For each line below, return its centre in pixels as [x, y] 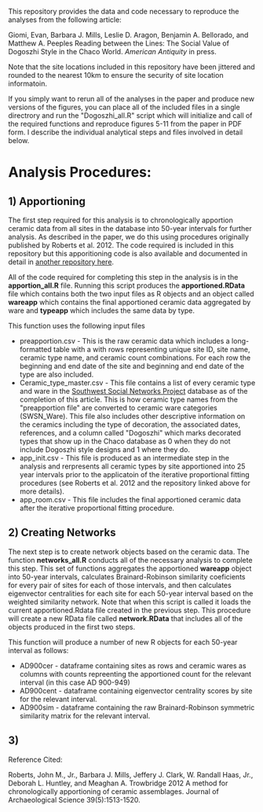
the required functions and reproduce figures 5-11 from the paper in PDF [125, 124]
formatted [36, 349]
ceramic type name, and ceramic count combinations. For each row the [135, 358]
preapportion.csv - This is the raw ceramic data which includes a [124, 341]
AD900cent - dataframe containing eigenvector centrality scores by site [136, 690]
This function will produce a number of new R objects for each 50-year [123, 642]
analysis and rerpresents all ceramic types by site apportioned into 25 [132, 466]
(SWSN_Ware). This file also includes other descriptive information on [132, 416]
